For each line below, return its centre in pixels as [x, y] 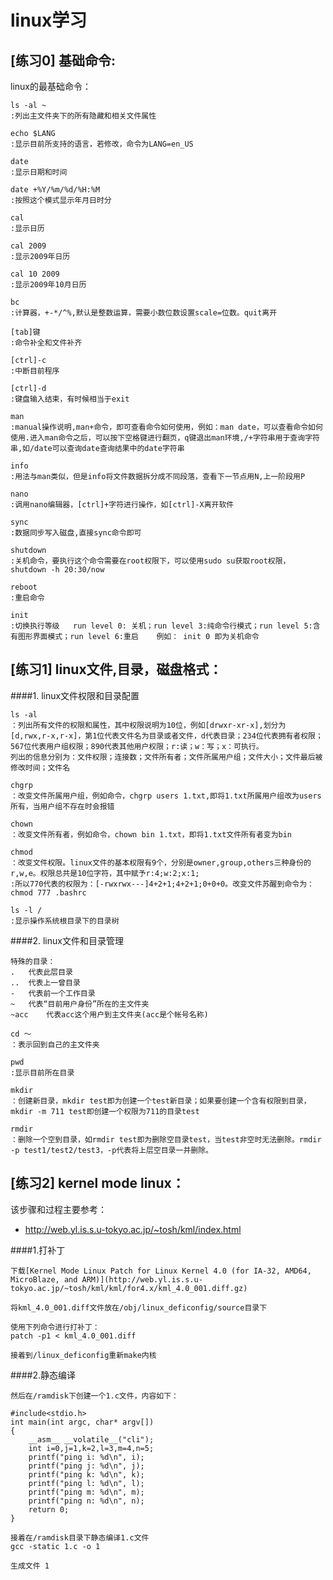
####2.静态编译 [43, 1375]
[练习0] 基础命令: [63, 60]
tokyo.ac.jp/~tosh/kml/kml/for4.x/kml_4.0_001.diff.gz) [129, 1288]
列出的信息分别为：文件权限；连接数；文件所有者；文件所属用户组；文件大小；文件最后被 [166, 757]
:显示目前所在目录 [42, 1072]
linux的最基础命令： [51, 86]
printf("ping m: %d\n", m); [86, 1492]
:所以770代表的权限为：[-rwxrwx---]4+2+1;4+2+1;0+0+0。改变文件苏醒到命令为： [162, 884]
